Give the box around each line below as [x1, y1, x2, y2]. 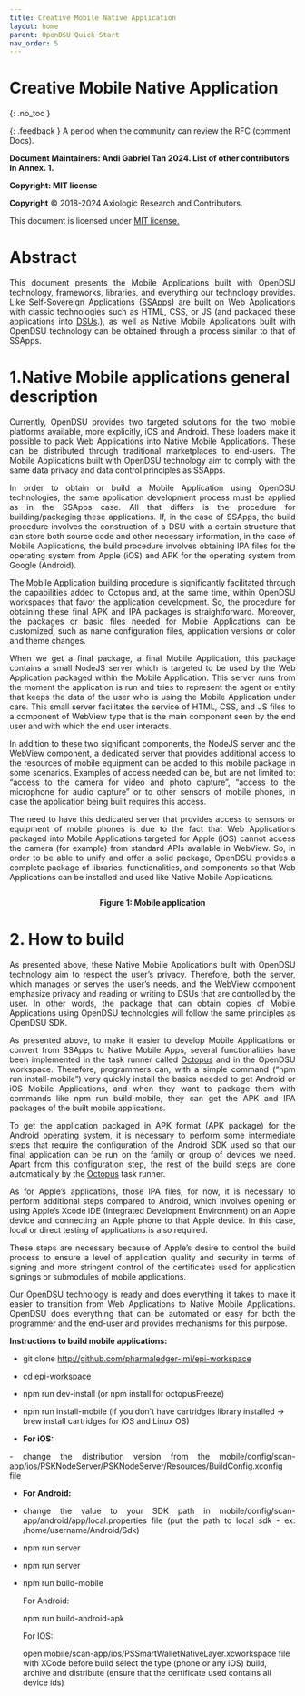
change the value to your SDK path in [22, 1506, 211, 1516]
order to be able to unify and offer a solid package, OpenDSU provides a [9, 852, 296, 864]
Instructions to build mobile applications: [9, 1336, 168, 1346]
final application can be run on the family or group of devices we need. [9, 1149, 296, 1159]
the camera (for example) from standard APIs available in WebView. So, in [9, 843, 296, 854]
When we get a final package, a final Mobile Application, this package [9, 653, 296, 664]
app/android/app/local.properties [22, 1515, 147, 1526]
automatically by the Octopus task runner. [9, 1169, 166, 1179]
